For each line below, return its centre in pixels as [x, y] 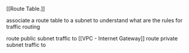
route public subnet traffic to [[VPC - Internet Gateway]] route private [92, 38]
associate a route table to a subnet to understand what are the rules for [94, 20]
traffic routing [23, 27]
